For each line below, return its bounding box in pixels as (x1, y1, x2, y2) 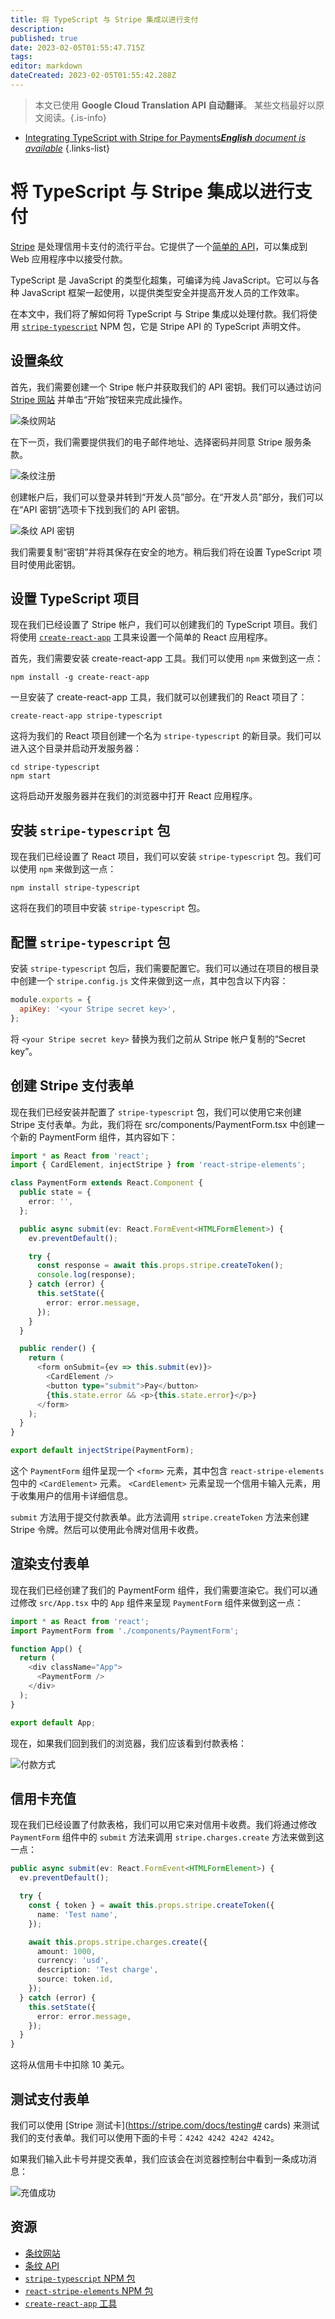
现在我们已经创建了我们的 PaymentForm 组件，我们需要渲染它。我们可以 (10, 1584, 310, 1596)
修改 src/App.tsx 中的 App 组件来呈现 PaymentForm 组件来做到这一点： (18, 1596, 304, 1608)
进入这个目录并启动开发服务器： (10, 742, 142, 755)
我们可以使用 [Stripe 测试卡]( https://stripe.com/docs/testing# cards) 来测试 (10, 2119, 320, 2131)
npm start (10, 771, 52, 781)
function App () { (10, 1644, 83, 1654)
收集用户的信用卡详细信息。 (18, 1490, 133, 1501)
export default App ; (10, 1717, 97, 1728)
